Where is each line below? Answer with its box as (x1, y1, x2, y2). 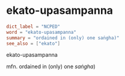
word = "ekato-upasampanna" (6, 29, 77, 35)
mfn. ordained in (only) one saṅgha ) (6, 63, 96, 70)
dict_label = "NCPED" (6, 24, 61, 30)
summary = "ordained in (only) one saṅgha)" (6, 34, 120, 41)
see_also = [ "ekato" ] (6, 40, 61, 46)
